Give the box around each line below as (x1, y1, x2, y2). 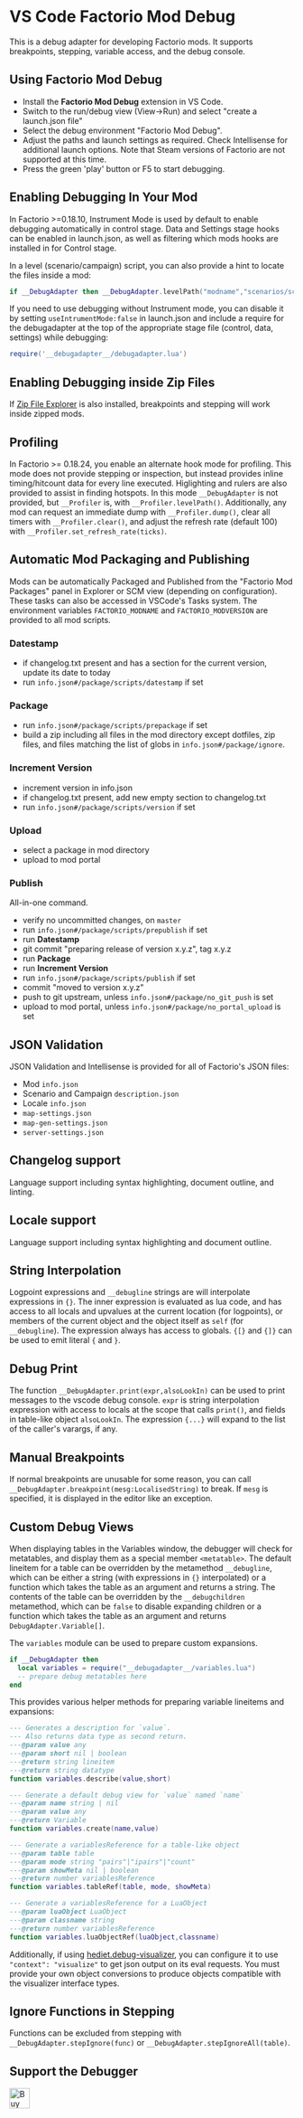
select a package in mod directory (22, 844, 151, 856)
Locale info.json (22, 1098, 87, 1109)
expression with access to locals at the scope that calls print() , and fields (9, 1404, 286, 1415)
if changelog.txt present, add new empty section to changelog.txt (22, 791, 266, 802)
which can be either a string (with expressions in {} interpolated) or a (9, 1572, 267, 1583)
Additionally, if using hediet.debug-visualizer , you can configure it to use (9, 1949, 279, 1960)
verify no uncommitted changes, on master (22, 915, 182, 926)
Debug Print (9, 1361, 78, 1376)
